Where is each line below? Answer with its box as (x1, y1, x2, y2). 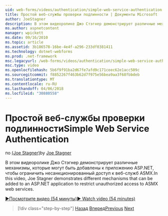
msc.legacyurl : (5, 58, 37, 63)
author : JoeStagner (5, 16, 46, 21)
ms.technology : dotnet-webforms (5, 49, 72, 54)
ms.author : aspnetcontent (5, 26, 59, 31)
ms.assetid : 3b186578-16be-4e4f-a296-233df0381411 (5, 44, 113, 49)
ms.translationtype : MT (5, 77, 55, 82)
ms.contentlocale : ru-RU (5, 81, 57, 86)
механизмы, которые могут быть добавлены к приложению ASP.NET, (5, 165, 154, 171)
